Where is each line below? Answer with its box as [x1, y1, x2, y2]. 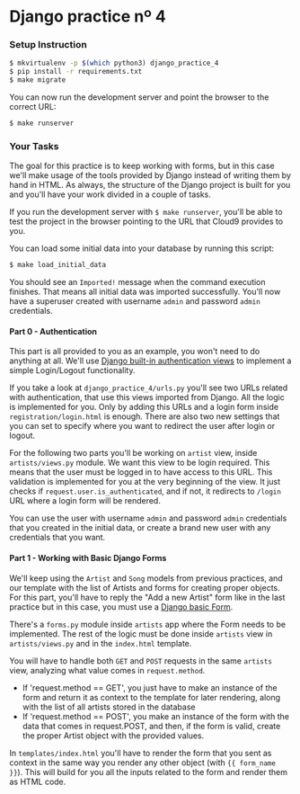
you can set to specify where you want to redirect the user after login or [9, 421, 276, 432]
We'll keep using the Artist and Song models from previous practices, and [9, 573, 283, 584]
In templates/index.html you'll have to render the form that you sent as [9, 747, 272, 758]
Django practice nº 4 [9, 6, 166, 27]
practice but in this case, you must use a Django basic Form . [9, 601, 234, 612]
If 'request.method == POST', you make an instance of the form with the [22, 710, 290, 721]
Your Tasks [9, 139, 59, 152]
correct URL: [9, 102, 57, 112]
